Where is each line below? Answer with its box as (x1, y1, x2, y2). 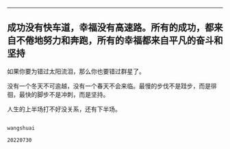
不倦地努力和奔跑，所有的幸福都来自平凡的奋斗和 (16, 35, 223, 47)
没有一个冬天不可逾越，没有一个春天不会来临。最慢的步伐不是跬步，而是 (7, 82, 211, 90)
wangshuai (7, 124, 36, 131)
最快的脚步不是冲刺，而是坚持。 (18, 90, 110, 98)
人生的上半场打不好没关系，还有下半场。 (7, 104, 121, 113)
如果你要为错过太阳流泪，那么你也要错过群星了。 (7, 67, 145, 76)
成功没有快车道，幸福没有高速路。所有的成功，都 (7, 22, 214, 34)
